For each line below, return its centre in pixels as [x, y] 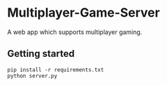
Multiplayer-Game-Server [83, 13]
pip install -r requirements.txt [56, 70]
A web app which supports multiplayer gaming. [75, 32]
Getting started [41, 54]
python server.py [32, 76]
